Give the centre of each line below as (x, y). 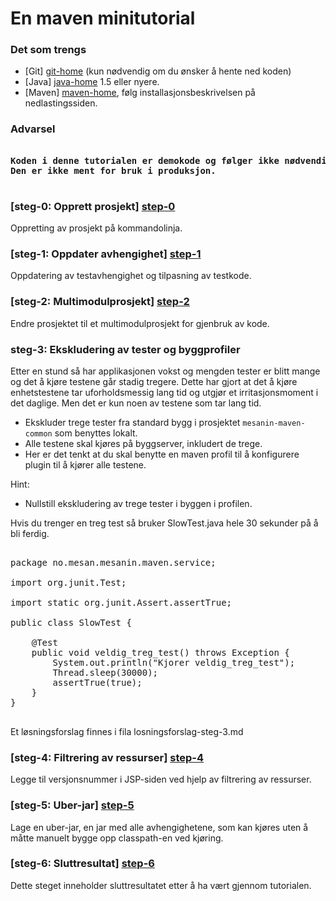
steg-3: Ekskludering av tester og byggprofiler (125, 349)
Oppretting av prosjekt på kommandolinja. (96, 228)
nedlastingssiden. (61, 103)
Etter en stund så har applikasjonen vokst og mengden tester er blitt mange (165, 371)
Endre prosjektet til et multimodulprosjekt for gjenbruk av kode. (140, 323)
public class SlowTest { (71, 622)
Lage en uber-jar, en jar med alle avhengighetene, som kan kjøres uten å (159, 827)
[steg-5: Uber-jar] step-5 (72, 805)
